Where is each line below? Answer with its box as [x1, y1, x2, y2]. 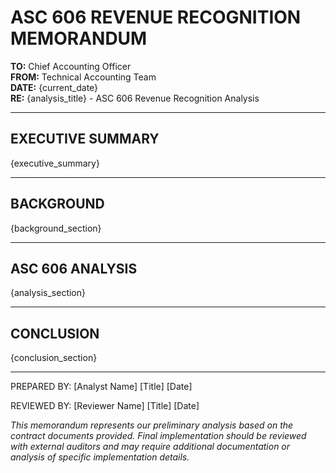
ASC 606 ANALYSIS [10, 260, 138, 277]
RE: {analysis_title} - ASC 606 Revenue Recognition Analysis [10, 92, 260, 104]
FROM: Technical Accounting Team [10, 71, 157, 83]
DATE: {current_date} [10, 81, 99, 93]
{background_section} [10, 222, 102, 234]
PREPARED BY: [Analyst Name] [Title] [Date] [10, 381, 193, 393]
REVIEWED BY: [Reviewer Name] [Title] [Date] [10, 400, 200, 412]
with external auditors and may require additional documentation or [10, 441, 291, 453]
